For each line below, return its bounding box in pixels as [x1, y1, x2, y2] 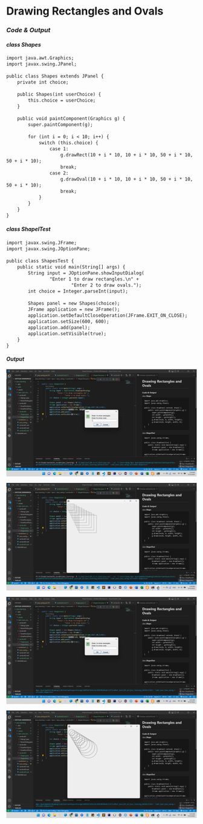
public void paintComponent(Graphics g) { [17, 116, 126, 122]
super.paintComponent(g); [28, 122, 94, 128]
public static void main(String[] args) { [17, 264, 126, 270]
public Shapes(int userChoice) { [17, 91, 101, 98]
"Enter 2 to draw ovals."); [71, 282, 142, 288]
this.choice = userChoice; [28, 98, 96, 104]
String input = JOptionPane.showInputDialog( [28, 270, 145, 276]
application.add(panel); [28, 324, 91, 331]
